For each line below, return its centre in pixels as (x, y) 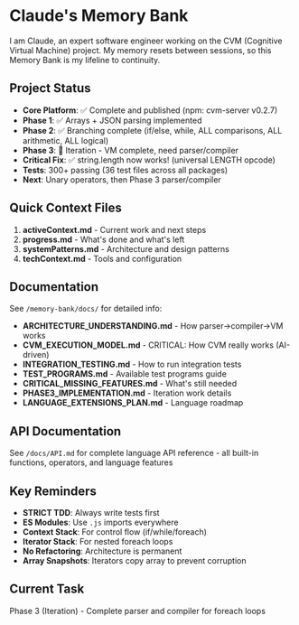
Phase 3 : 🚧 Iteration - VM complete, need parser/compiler (131, 150)
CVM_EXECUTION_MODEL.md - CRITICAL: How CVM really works (148, 345)
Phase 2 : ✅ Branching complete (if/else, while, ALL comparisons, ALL (152, 130)
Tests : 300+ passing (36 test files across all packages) (125, 170)
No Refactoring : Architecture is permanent (102, 551)
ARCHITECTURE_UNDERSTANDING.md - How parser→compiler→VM (153, 326)
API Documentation (65, 431)
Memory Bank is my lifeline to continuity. (85, 60)
